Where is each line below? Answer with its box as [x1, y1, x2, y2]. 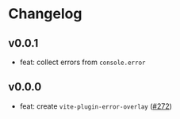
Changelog [8, 5, 82, 23]
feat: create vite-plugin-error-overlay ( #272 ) [19, 101, 173, 111]
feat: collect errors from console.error [19, 57, 146, 67]
